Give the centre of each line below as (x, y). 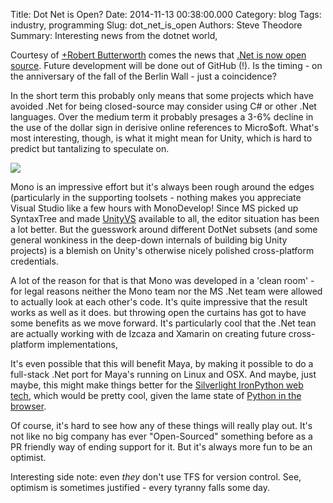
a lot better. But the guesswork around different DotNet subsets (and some (164, 229)
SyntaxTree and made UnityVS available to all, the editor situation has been (165, 218)
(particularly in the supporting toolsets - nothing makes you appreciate (156, 197)
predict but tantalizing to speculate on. (90, 148)
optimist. (28, 457)
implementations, (82, 344)
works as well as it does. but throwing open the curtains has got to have (158, 312)
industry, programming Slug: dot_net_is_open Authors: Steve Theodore (156, 25)
